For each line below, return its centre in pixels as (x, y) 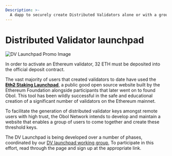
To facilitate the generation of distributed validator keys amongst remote (81, 111)
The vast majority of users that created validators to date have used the (81, 79)
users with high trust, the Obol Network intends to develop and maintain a (83, 117)
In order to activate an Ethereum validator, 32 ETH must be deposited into (83, 64)
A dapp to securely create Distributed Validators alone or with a (83, 15)
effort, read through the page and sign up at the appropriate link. (73, 148)
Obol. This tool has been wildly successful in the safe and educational (79, 96)
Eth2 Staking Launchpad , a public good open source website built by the (83, 85)
